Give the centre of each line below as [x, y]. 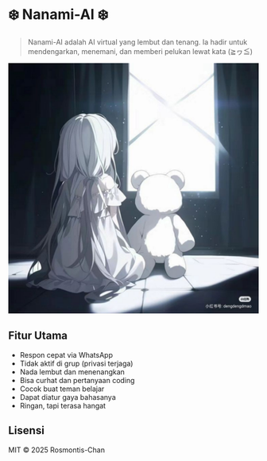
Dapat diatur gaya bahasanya [68, 397]
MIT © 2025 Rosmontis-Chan [57, 450]
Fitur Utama [38, 336]
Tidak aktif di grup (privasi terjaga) [76, 363]
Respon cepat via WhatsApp [66, 354]
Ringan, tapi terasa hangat [62, 405]
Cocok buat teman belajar [62, 389]
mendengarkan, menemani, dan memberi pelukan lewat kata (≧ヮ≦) [140, 51]
